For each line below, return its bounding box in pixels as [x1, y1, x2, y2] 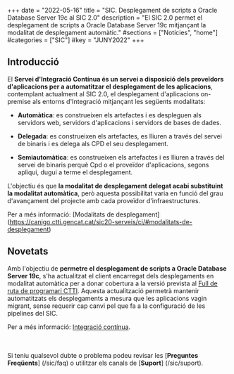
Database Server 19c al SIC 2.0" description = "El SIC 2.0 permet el [7, 13, 203, 22]
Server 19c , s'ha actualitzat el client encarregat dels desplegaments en [7, 271, 214, 280]
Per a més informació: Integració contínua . [7, 323, 131, 331]
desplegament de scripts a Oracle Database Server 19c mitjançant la [7, 21, 207, 29]
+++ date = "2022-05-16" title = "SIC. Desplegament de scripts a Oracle [7, 6, 218, 14]
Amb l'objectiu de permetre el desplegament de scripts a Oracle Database [7, 264, 227, 273]
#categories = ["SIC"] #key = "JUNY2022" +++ [7, 36, 144, 44]
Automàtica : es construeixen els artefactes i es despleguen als [17, 110, 202, 119]
